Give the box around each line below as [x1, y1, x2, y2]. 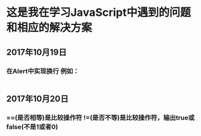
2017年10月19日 [6, 47, 67, 57]
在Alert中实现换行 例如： [6, 66, 79, 75]
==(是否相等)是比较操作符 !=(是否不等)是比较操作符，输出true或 [6, 113, 195, 122]
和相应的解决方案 [6, 21, 93, 35]
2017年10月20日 [6, 94, 69, 104]
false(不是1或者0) [6, 123, 58, 131]
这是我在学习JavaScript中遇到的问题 [6, 5, 191, 20]
